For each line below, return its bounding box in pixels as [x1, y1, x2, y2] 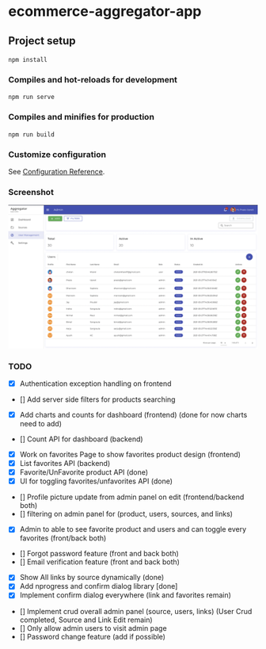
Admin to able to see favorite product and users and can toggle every [19, 525, 247, 534]
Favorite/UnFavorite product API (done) [19, 468, 149, 477]
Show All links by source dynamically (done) [19, 573, 165, 582]
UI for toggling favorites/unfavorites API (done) [19, 476, 173, 486]
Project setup [8, 34, 77, 48]
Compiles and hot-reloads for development [8, 74, 178, 85]
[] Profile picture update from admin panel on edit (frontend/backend [19, 492, 245, 502]
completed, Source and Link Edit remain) [19, 615, 153, 624]
